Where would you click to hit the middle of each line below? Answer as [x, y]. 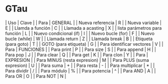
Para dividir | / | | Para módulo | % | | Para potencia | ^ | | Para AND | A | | [80, 70]
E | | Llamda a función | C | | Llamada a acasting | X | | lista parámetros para [83, 28]
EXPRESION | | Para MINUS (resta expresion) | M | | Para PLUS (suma [77, 60]
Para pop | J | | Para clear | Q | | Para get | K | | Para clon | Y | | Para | [77, 55]
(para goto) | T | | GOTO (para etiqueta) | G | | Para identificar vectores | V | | [84, 44]
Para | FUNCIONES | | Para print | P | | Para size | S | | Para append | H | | [81, 49]
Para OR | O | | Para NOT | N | [36, 76]
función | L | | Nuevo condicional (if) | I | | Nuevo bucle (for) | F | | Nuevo [80, 33]
